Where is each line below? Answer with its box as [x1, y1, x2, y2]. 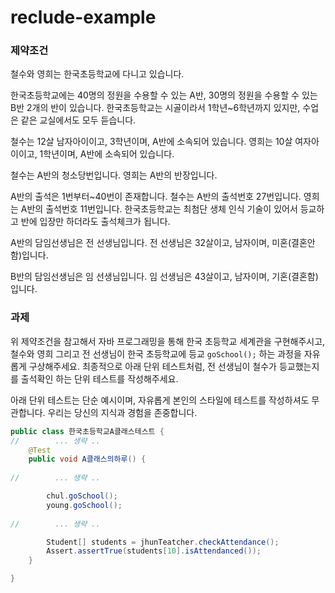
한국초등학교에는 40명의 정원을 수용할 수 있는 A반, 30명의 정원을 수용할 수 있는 [10, 89, 318, 101]
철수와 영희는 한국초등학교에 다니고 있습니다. [10, 68, 185, 80]
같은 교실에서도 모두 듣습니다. [20, 114, 137, 126]
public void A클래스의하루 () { [28, 454, 147, 465]
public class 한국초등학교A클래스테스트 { [10, 426, 165, 436]
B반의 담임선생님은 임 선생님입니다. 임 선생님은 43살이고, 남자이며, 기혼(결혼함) [10, 271, 319, 283]
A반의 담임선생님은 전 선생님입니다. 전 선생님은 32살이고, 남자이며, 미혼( [10, 237, 292, 249]
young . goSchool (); [46, 500, 123, 510]
